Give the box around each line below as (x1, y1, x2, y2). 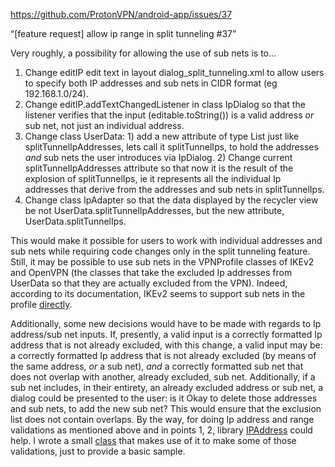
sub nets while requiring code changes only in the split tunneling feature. (10, 245, 311, 257)
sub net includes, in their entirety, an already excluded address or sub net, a (10, 382, 324, 393)
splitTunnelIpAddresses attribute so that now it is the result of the (24, 162, 294, 174)
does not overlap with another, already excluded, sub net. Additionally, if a (10, 371, 316, 383)
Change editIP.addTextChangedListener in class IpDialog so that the (24, 99, 306, 110)
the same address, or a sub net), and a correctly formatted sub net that (10, 360, 304, 372)
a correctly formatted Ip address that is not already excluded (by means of (10, 350, 317, 361)
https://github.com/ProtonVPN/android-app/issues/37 (10, 9, 233, 20)
